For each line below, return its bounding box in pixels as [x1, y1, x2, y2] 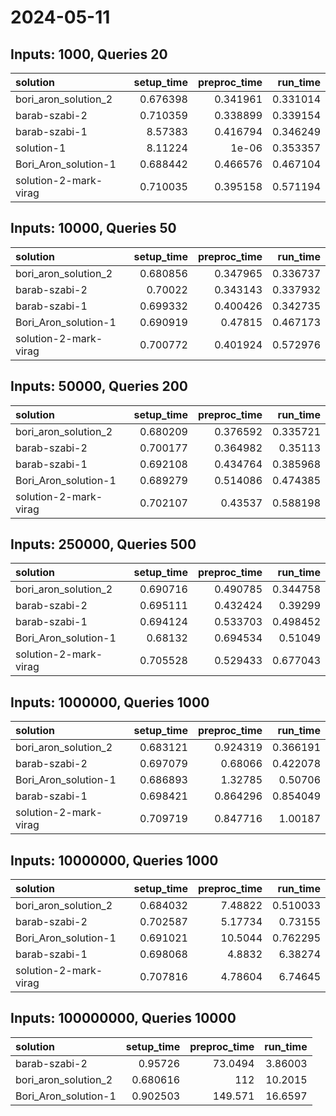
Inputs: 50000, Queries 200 [10, 378, 189, 395]
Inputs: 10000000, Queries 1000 [10, 852, 219, 869]
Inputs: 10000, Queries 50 [10, 220, 177, 237]
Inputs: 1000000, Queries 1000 [10, 694, 210, 711]
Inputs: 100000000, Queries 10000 [10, 1010, 237, 1027]
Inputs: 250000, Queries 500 [10, 536, 197, 553]
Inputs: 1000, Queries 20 [10, 46, 168, 63]
